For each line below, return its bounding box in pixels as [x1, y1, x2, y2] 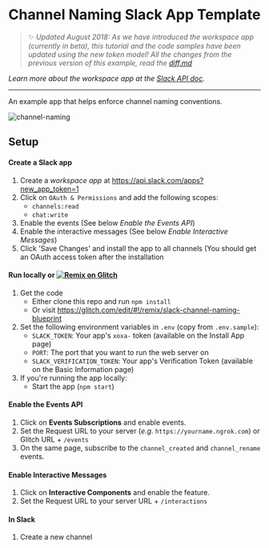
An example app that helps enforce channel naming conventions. [8, 96, 223, 106]
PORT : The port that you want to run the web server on [31, 347, 210, 357]
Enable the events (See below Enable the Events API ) [19, 218, 195, 227]
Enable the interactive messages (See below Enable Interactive [19, 226, 228, 236]
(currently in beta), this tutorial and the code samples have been [27, 41, 242, 50]
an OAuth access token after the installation [19, 252, 164, 262]
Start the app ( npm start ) [31, 382, 114, 391]
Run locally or [8, 270, 55, 280]
